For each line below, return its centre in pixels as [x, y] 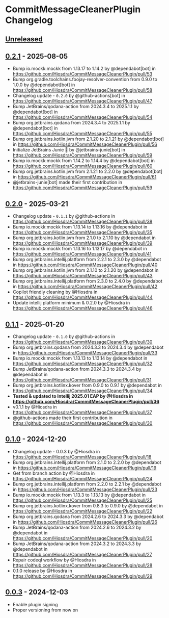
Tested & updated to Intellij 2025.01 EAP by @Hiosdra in [73, 396]
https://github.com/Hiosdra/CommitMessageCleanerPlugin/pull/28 [82, 565]
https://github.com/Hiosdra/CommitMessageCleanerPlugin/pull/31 [82, 380]
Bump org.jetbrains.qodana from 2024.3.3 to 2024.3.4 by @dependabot [88, 347]
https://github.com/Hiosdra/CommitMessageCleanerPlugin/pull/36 [86, 402]
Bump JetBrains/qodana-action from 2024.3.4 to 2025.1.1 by [76, 107]
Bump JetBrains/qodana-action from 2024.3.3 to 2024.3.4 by [77, 369]
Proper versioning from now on [45, 610]
